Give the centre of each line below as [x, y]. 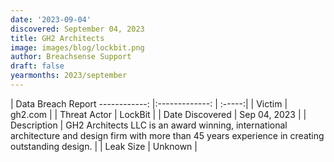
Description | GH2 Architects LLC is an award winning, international [149, 125]
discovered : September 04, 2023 [77, 29]
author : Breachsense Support [71, 57]
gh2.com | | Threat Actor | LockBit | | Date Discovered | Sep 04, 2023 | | [158, 114]
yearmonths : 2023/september [69, 76]
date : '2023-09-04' [51, 19]
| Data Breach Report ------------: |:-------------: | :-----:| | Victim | [149, 103]
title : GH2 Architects [57, 38]
